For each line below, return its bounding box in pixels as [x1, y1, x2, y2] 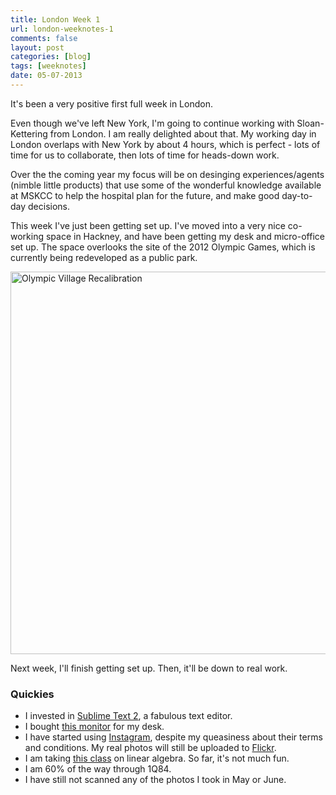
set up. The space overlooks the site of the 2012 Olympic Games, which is [10, 241, 316, 253]
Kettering [10, 127, 48, 140]
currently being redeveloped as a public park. [10, 251, 198, 263]
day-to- [281, 189, 313, 201]
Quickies [10, 687, 55, 701]
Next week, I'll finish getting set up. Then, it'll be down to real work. [10, 662, 288, 674]
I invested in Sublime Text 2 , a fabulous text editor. [24, 710, 233, 722]
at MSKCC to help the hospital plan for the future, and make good [10, 189, 280, 201]
